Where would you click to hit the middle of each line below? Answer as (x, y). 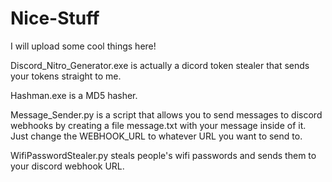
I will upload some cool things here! (83, 46)
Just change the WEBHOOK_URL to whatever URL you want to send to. (156, 136)
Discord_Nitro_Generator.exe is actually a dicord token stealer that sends (160, 65)
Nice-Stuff (55, 18)
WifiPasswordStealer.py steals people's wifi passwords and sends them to (163, 155)
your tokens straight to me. (66, 76)
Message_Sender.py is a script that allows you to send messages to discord (166, 114)
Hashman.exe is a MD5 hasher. (74, 95)
